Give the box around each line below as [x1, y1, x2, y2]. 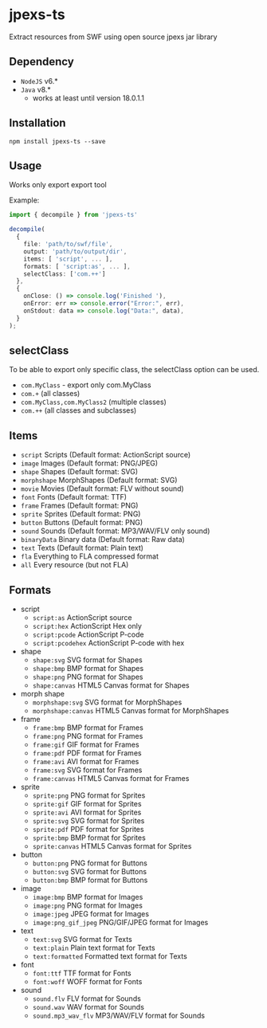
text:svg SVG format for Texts [32, 934, 132, 944]
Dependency [9, 55, 74, 69]
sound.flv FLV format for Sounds [32, 994, 142, 1003]
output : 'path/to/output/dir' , [23, 247, 128, 256]
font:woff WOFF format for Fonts [32, 976, 143, 986]
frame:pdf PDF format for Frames [32, 747, 142, 758]
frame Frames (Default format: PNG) [20, 500, 139, 511]
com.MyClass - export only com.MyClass [20, 380, 151, 390]
